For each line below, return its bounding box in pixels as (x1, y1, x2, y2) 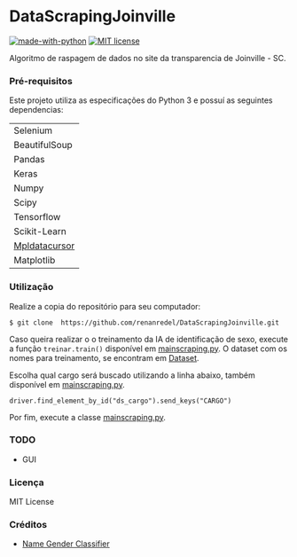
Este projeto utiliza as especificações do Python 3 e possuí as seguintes (9, 95, 273, 106)
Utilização (9, 281, 54, 294)
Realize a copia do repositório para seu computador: (9, 301, 201, 311)
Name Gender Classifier (21, 538, 111, 549)
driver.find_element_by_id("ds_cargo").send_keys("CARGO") (9, 396, 232, 405)
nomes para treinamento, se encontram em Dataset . (9, 352, 199, 363)
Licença (9, 476, 44, 489)
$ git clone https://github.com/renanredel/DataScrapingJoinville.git (9, 318, 279, 327)
